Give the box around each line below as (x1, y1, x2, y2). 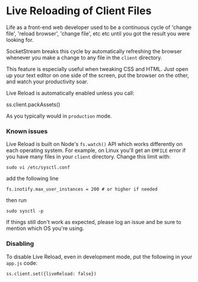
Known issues (6, 127, 48, 135)
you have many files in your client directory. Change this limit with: (6, 153, 171, 160)
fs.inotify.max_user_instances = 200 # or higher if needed (6, 186, 158, 193)
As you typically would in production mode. (6, 112, 112, 119)
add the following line (6, 175, 59, 182)
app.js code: (6, 259, 38, 267)
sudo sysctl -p (6, 208, 44, 214)
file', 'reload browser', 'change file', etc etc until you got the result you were (6, 30, 190, 37)
